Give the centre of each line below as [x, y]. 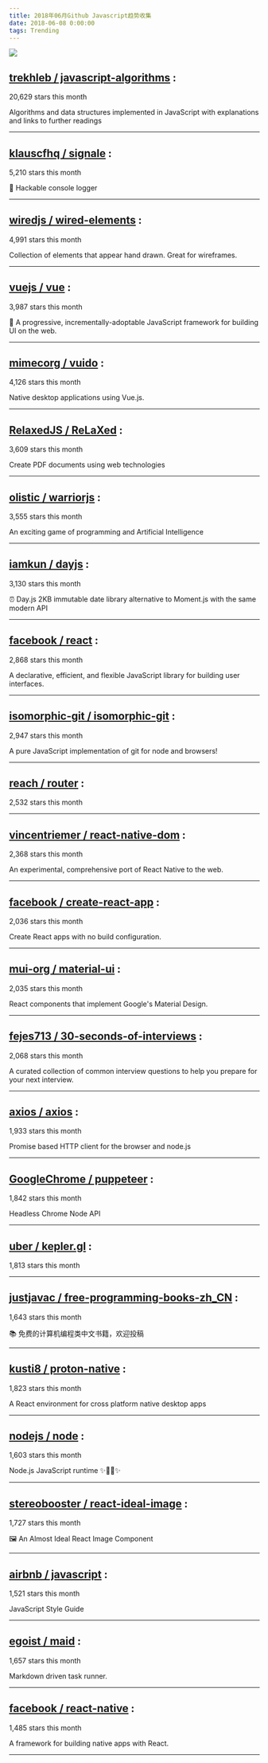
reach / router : [47, 783]
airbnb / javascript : [58, 1574]
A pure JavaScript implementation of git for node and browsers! [113, 750]
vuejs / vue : [40, 288]
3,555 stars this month [46, 517]
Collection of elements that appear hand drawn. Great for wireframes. [123, 255]
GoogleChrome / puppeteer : [82, 1179]
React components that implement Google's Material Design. [109, 1004]
